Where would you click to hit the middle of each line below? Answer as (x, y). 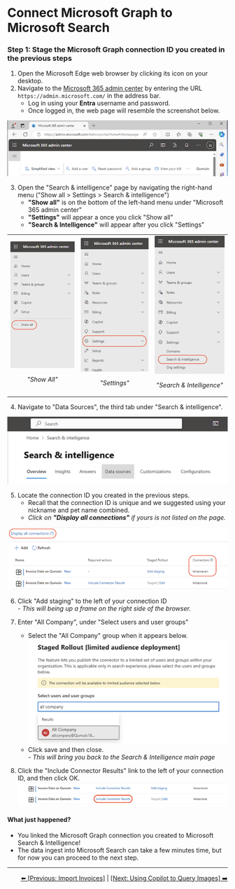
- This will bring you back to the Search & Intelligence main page (121, 758)
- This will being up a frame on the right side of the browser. (104, 609)
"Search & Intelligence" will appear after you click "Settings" (116, 225)
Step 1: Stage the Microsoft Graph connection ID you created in (116, 50)
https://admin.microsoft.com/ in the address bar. (89, 96)
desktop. (30, 81)
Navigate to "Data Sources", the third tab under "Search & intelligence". (120, 406)
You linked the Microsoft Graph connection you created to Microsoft (115, 835)
